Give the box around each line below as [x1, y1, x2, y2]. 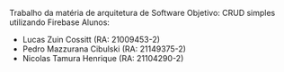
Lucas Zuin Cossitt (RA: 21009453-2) [22, 35, 160, 44]
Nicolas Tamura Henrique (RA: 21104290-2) [22, 53, 184, 63]
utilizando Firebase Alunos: [9, 17, 111, 28]
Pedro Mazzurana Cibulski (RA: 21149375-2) [22, 44, 187, 54]
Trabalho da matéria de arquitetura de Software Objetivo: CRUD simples [9, 8, 276, 18]
